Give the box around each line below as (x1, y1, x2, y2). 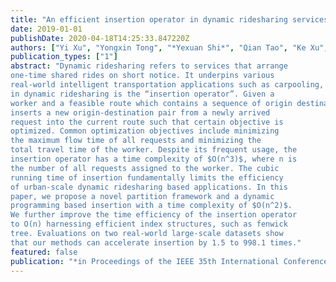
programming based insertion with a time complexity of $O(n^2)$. (10, 201, 293, 211)
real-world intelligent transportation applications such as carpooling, (10, 80, 325, 90)
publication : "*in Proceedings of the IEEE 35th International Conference (10, 256, 329, 266)
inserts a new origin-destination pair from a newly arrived (10, 107, 271, 118)
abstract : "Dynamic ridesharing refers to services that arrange (10, 61, 288, 71)
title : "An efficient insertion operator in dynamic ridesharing (10, 14, 288, 25)
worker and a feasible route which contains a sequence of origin (10, 98, 293, 108)
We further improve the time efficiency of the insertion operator (10, 210, 298, 220)
